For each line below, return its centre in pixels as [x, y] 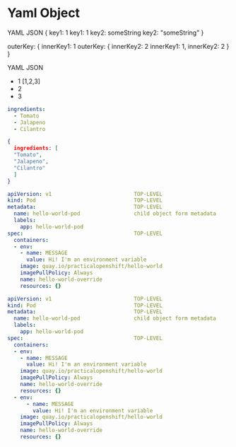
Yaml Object [43, 13]
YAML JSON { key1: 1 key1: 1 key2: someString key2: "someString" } [106, 33]
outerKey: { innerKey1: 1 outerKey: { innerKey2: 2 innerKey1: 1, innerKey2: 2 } [118, 46]
